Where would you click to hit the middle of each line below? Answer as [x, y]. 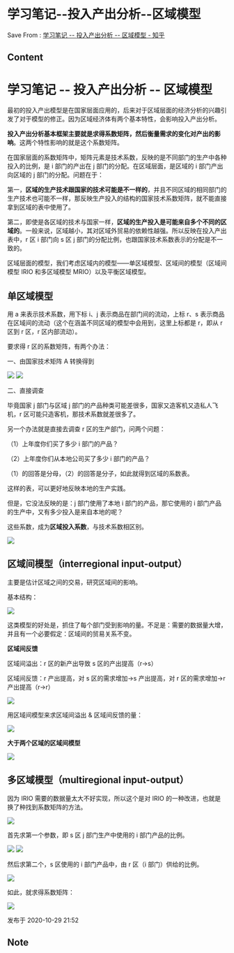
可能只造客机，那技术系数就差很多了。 [85, 414]
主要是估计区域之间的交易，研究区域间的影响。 [74, 582]
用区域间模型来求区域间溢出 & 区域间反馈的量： [75, 715]
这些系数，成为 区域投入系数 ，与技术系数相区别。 [77, 527]
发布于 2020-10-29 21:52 [43, 920]
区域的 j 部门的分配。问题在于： [58, 175]
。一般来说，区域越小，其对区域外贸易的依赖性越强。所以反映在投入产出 [123, 231]
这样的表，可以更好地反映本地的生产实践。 [68, 488]
